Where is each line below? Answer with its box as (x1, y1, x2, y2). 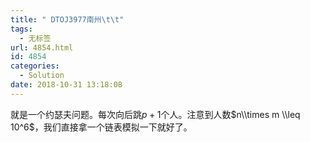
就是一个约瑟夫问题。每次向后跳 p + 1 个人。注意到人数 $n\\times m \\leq (10, 108, 301, 120)
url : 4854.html (10, 42, 74, 53)
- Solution (19, 71, 65, 81)
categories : (10, 61, 60, 71)
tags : (10, 24, 33, 34)
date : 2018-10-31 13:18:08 (10, 80, 123, 90)
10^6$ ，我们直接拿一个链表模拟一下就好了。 (10, 121, 193, 133)
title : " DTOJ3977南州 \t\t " (10, 14, 125, 25)
